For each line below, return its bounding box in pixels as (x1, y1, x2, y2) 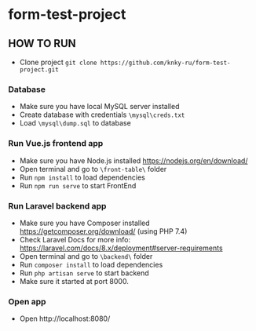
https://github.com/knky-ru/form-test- (100, 59, 231, 67)
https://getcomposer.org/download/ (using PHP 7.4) (19, 226, 188, 236)
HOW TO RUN (8, 37, 76, 50)
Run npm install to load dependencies (19, 173, 145, 182)
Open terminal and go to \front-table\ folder (19, 164, 167, 173)
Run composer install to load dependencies (19, 260, 163, 269)
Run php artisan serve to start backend (19, 268, 149, 278)
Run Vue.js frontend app (8, 138, 104, 149)
